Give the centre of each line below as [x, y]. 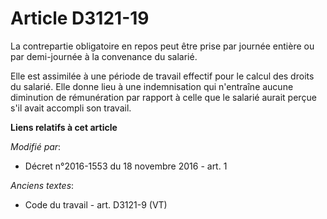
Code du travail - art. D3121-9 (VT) [96, 204]
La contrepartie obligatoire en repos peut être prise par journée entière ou [162, 46]
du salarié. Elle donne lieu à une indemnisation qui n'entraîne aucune [152, 86]
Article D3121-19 [80, 18]
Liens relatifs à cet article [64, 127]
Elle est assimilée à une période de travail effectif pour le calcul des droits [162, 76]
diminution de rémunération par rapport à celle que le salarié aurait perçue [163, 97]
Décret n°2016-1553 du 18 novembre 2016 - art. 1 [126, 166]
